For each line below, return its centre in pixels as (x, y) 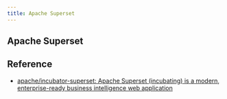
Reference (30, 65)
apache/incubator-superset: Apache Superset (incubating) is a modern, (118, 81)
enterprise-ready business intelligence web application (95, 88)
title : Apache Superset (41, 13)
